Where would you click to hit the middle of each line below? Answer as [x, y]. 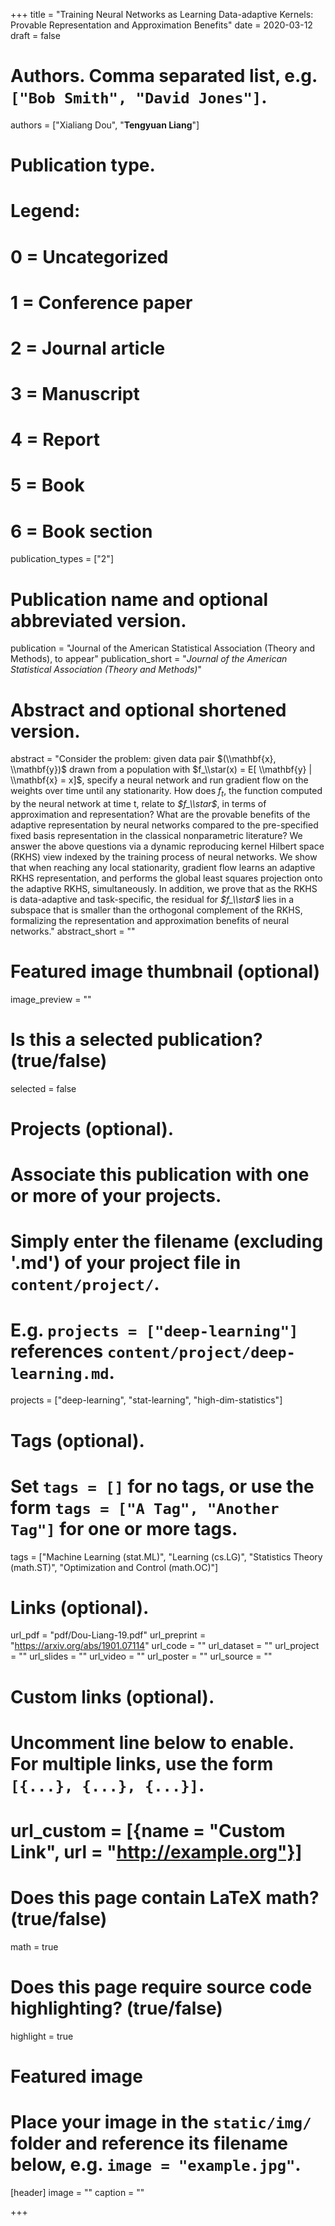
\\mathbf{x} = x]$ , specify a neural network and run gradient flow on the [159, 780]
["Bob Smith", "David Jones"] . [139, 97]
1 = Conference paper [101, 302]
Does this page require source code [161, 1987]
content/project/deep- [201, 1352]
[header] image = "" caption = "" [77, 2193]
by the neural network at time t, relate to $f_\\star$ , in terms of [138, 804]
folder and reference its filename [149, 2143]
